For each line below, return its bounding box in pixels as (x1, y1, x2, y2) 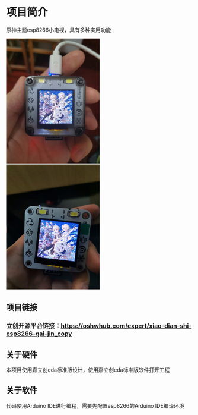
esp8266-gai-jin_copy (6, 329, 72, 338)
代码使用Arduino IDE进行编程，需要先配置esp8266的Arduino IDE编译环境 (6, 402, 185, 409)
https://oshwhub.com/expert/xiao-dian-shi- (60, 322, 192, 330)
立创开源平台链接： (6, 322, 61, 330)
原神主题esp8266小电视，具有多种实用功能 (6, 26, 111, 33)
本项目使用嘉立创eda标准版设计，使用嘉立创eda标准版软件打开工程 (6, 366, 170, 373)
